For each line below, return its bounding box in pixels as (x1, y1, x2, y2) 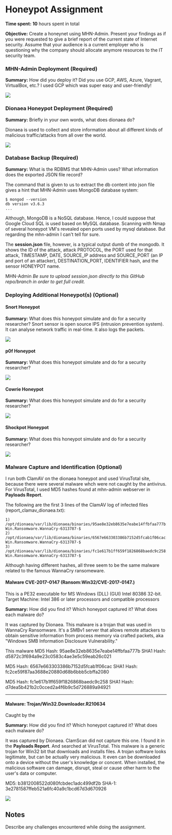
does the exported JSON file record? (5, 171, 83, 178)
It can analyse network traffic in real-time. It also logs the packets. (5, 326, 145, 332)
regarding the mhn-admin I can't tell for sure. (5, 231, 100, 237)
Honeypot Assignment (5, 4, 103, 15)
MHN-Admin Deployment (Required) (5, 65, 98, 72)
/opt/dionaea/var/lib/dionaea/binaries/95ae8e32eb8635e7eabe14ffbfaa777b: (5, 522, 168, 527)
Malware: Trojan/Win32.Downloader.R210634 (5, 700, 106, 707)
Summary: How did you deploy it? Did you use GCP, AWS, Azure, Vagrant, (5, 77, 162, 83)
